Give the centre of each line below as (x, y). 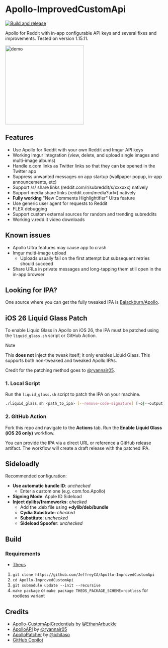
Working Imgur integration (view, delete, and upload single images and (86, 155)
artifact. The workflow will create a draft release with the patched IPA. (77, 448)
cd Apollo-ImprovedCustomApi (43, 580)
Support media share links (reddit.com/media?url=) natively (74, 192)
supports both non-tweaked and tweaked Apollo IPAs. (61, 361)
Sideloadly (22, 464)
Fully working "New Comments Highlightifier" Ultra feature (74, 198)
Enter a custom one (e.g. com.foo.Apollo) (63, 491)
